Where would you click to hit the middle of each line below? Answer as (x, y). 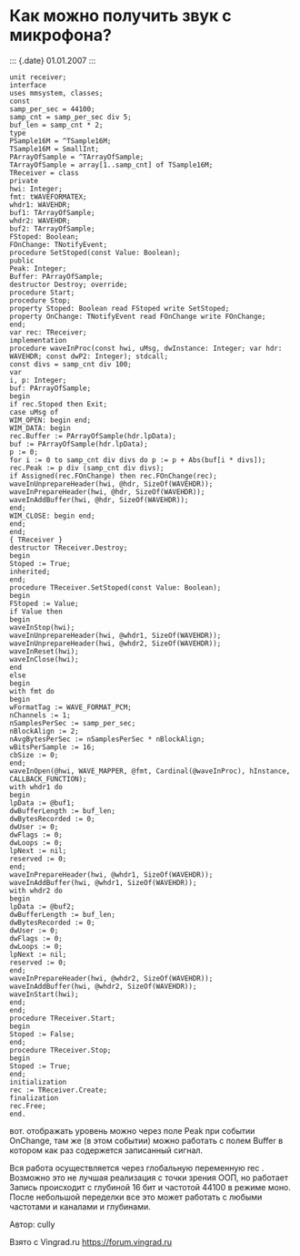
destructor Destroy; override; (69, 284)
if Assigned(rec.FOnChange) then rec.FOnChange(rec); (114, 476)
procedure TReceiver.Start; (63, 1018)
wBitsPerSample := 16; (52, 747)
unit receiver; (38, 77)
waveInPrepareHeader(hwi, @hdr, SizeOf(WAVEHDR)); (107, 492)
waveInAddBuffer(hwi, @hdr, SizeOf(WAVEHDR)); (99, 499)
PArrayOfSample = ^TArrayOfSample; (77, 157)
